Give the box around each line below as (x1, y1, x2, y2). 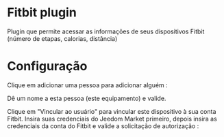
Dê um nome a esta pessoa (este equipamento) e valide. (7, 94, 166, 102)
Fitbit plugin (7, 5, 77, 20)
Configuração (7, 59, 88, 74)
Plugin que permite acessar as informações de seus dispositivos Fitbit (7, 27, 205, 35)
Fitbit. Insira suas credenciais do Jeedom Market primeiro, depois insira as (7, 115, 217, 123)
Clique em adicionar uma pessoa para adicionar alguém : (7, 80, 168, 89)
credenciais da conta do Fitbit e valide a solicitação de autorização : (7, 121, 199, 130)
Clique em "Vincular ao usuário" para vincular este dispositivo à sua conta (7, 107, 216, 115)
